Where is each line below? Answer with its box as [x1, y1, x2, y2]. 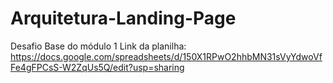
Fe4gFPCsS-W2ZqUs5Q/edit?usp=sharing [10, 61, 185, 73]
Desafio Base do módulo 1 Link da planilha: [10, 40, 187, 52]
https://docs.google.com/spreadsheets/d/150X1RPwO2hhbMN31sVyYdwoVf [10, 50, 323, 62]
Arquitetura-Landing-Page [10, 7, 237, 30]
